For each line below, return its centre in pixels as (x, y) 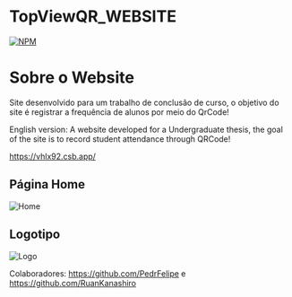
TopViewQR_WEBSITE (93, 17)
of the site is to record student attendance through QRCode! (120, 139)
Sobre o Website (72, 78)
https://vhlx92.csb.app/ (53, 156)
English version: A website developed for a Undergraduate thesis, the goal (146, 129)
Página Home (47, 184)
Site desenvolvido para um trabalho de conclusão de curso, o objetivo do (144, 102)
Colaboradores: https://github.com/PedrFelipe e (98, 273)
